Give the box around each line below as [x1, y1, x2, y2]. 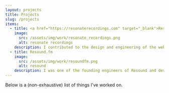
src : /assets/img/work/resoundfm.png [18, 59, 98, 64]
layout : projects [5, 7, 42, 13]
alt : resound [18, 63, 46, 68]
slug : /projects [5, 17, 39, 22]
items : [5, 21, 19, 27]
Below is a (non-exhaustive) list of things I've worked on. [5, 82, 123, 88]
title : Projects [5, 12, 39, 17]
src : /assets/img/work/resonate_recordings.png [18, 36, 121, 41]
